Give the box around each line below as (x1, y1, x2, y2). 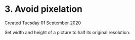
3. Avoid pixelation (4, 3, 83, 15)
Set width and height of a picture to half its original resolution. (4, 29, 131, 35)
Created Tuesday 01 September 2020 (4, 20, 81, 26)
